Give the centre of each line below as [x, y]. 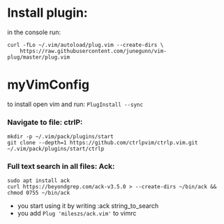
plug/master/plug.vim [39, 57]
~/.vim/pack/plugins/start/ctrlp [56, 149]
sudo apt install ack [39, 181]
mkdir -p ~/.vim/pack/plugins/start [60, 137]
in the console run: [34, 32]
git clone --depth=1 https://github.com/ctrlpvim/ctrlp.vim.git [103, 143]
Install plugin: [48, 13]
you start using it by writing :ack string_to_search [88, 206]
